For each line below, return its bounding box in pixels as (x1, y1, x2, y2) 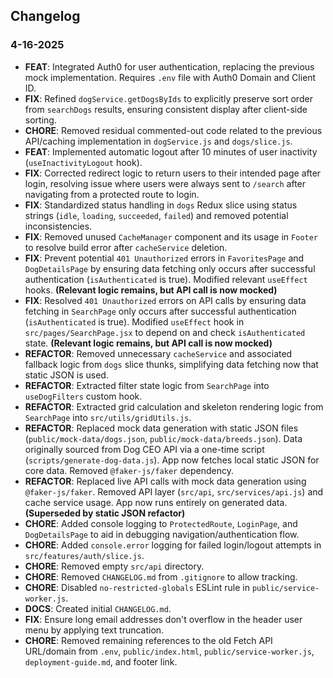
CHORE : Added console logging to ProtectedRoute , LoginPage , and (24, 517, 298, 529)
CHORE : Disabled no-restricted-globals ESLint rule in (24, 581, 250, 593)
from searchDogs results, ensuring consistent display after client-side (24, 103, 308, 115)
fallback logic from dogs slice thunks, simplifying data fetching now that (24, 358, 319, 370)
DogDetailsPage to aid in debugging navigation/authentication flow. (24, 528, 300, 540)
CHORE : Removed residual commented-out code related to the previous (24, 124, 323, 136)
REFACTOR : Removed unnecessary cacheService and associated (24, 347, 293, 359)
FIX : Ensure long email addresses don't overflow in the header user (24, 613, 303, 625)
